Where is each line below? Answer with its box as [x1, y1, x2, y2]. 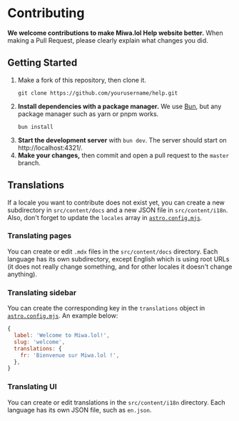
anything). [7, 269, 38, 279]
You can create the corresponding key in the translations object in [7, 304, 205, 313]
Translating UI [7, 382, 57, 392]
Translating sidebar [7, 287, 77, 297]
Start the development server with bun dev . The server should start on [17, 135, 227, 144]
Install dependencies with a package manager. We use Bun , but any [17, 102, 222, 110]
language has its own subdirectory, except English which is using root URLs [7, 254, 230, 263]
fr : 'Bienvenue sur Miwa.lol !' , [20, 351, 120, 359]
